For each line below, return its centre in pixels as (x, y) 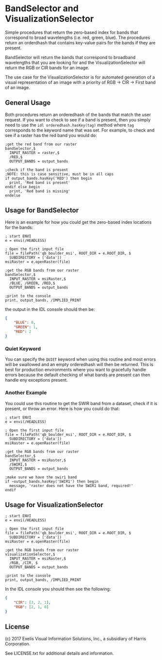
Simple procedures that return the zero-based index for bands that (72, 32)
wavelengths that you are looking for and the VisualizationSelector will (75, 62)
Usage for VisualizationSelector (54, 505)
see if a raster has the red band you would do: (51, 135)
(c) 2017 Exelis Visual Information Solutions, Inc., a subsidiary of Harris (76, 639)
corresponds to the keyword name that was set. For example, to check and (80, 130)
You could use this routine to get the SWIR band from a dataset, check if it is (81, 403)
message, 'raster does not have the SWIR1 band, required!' (71, 485)
